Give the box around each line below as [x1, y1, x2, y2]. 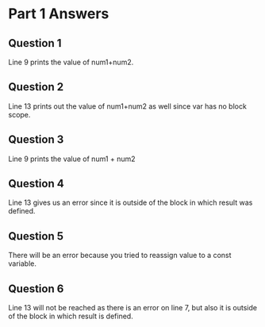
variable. [8, 259, 37, 268]
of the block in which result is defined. [8, 311, 133, 321]
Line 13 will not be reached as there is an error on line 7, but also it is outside [8, 303, 258, 313]
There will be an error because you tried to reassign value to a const [8, 251, 232, 260]
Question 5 [8, 229, 64, 243]
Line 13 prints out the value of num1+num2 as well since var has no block [8, 101, 248, 111]
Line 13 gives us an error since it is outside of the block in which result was [8, 198, 253, 207]
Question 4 [8, 177, 65, 190]
